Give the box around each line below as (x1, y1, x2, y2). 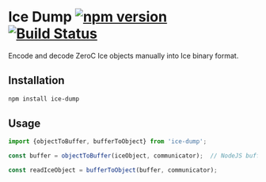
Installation (8, 74, 65, 87)
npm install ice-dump (8, 95, 80, 103)
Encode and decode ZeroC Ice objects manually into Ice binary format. (8, 51, 239, 60)
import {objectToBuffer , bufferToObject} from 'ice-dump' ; (8, 138, 207, 146)
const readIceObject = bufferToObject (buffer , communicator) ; (8, 166, 218, 174)
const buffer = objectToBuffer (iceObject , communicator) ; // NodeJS (8, 152, 243, 160)
